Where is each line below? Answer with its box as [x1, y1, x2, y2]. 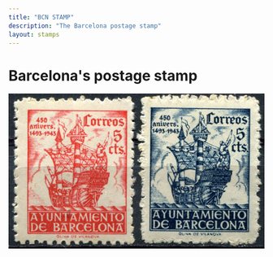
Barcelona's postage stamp [8, 66, 197, 85]
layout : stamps [8, 30, 60, 38]
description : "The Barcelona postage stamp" [8, 21, 162, 30]
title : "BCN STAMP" [8, 13, 75, 21]
